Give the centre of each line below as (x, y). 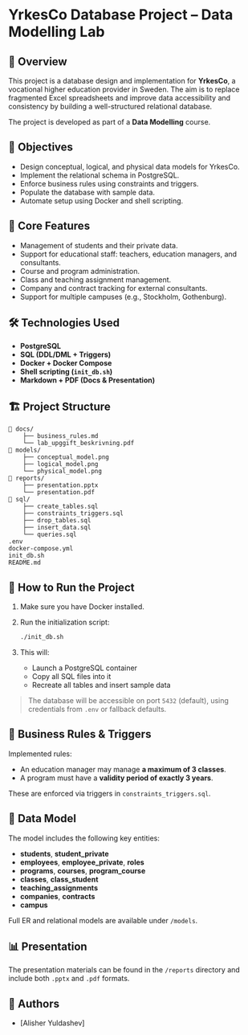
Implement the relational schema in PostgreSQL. (100, 175)
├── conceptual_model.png (66, 457)
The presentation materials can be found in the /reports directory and (124, 970)
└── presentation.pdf (59, 493)
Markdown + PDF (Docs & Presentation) (87, 380)
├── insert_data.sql (57, 528)
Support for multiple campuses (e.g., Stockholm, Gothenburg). (123, 297)
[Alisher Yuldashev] (52, 1023)
